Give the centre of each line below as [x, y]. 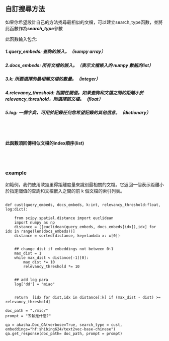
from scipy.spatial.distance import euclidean [64, 218]
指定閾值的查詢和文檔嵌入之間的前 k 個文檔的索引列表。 [67, 191]
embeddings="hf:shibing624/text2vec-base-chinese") [60, 329]
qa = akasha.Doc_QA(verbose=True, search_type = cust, [64, 325]
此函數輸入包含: [21, 39]
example [16, 173]
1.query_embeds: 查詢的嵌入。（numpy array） [55, 51]
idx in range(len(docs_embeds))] [40, 231]
